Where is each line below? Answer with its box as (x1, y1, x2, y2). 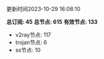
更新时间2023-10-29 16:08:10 (6, 5, 81, 12)
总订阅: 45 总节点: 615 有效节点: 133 (6, 18, 98, 26)
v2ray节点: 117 (15, 31, 51, 38)
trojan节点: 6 (15, 39, 47, 46)
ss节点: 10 (15, 46, 41, 54)
